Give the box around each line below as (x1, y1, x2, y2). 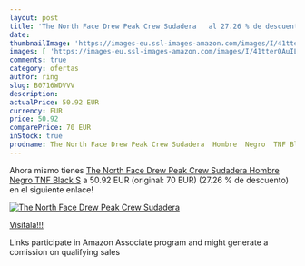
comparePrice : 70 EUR (9, 123, 92, 133)
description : (9, 89, 59, 98)
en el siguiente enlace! (9, 183, 93, 195)
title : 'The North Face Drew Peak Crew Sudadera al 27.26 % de (9, 22, 261, 31)
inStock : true (9, 132, 64, 141)
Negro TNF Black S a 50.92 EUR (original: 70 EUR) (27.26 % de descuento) (9, 174, 289, 185)
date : (9, 30, 30, 39)
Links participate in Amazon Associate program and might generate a (9, 237, 269, 248)
